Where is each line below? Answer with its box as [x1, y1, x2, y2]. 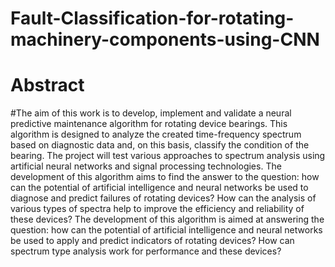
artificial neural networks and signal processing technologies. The [10, 160, 282, 172]
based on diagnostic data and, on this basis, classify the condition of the [10, 139, 310, 151]
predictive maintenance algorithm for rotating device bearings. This [10, 118, 288, 130]
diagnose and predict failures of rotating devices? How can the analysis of [10, 192, 317, 204]
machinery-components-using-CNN [10, 28, 320, 51]
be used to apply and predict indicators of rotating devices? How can [10, 235, 295, 247]
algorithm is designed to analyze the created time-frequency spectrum [10, 128, 302, 141]
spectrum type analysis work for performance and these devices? [10, 245, 282, 257]
